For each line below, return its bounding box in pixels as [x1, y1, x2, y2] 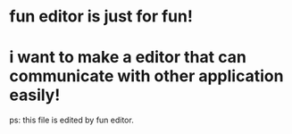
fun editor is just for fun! [9, 6, 194, 27]
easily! [9, 85, 61, 105]
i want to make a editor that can [9, 47, 247, 68]
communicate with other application [9, 66, 284, 87]
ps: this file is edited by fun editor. [9, 114, 134, 126]
